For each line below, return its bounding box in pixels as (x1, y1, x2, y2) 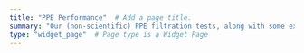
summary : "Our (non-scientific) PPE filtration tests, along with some (9, 22, 285, 31)
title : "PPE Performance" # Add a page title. (9, 13, 193, 22)
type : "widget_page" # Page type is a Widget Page (9, 30, 208, 39)
